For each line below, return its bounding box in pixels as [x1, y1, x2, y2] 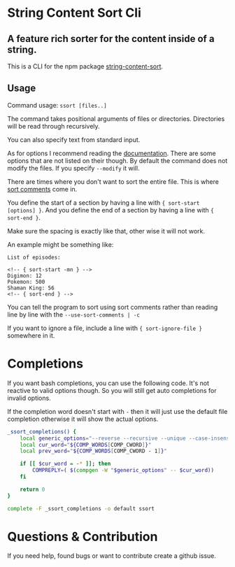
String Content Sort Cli [7, 5, 141, 21]
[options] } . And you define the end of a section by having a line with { [7, 206, 215, 214]
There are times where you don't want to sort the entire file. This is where [7, 177, 219, 186]
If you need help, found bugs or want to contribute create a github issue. [7, 552, 217, 560]
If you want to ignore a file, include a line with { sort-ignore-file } [7, 324, 203, 332]
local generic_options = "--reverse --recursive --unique [20, 435, 187, 442]
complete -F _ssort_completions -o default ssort [7, 505, 155, 512]
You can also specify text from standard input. [7, 135, 141, 144]
